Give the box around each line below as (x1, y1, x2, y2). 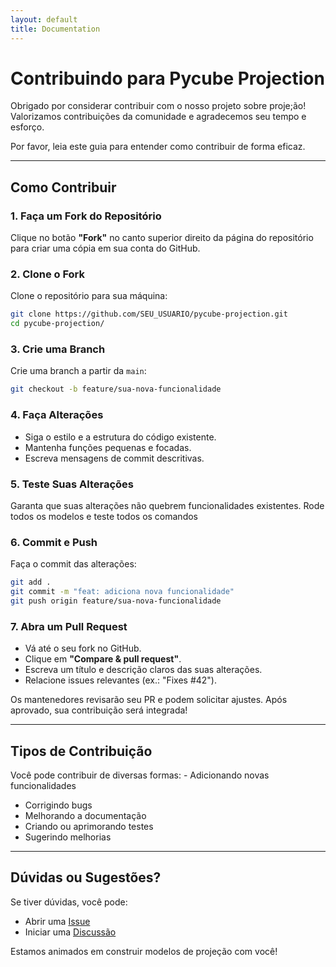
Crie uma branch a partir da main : (10, 365, 147, 377)
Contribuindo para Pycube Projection (10, 67, 325, 90)
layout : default (10, 14, 78, 25)
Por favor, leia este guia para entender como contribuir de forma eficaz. (10, 141, 306, 153)
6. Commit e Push (10, 535, 98, 549)
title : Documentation (10, 24, 101, 34)
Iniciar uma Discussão (24, 926, 117, 938)
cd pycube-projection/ (10, 319, 105, 329)
